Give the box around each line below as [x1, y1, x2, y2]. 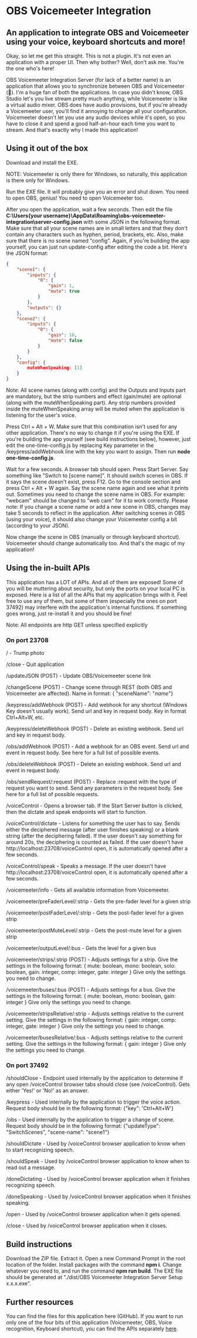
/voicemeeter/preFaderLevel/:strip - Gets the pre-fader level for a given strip [6, 898, 191, 905]
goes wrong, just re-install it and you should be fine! [6, 610, 132, 617]
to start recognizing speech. [6, 1147, 74, 1154]
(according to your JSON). [6, 522, 70, 529]
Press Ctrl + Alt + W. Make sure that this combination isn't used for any [6, 423, 178, 430]
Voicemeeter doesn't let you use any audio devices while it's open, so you [6, 114, 185, 121]
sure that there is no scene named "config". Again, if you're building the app [6, 237, 190, 244]
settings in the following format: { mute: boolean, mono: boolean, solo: [6, 962, 176, 969]
